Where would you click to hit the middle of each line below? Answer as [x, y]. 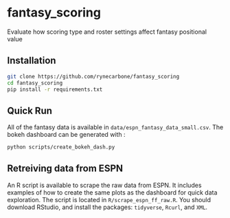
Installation [32, 61]
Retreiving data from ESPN [65, 169]
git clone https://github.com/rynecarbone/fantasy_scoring [93, 76]
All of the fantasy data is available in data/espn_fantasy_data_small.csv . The [115, 127]
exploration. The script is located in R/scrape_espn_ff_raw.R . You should [109, 199]
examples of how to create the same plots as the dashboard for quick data [112, 192]
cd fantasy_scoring [35, 83]
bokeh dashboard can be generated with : [66, 135]
